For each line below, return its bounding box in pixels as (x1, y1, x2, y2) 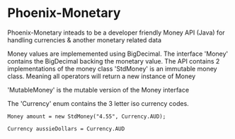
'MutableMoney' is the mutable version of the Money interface (7, 85, 190, 94)
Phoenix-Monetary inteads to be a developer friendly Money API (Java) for (7, 28, 225, 37)
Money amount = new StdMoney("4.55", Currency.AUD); (7, 113, 166, 120)
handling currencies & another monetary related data (7, 35, 161, 44)
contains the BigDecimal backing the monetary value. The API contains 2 (7, 56, 220, 65)
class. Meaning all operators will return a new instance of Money (7, 72, 196, 80)
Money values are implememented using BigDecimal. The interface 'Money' (7, 49, 229, 58)
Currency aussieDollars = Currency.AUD (7, 125, 125, 132)
